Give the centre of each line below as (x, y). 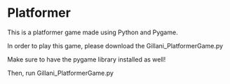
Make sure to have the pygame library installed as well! (87, 59)
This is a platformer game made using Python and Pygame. (93, 32)
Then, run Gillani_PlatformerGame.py (61, 73)
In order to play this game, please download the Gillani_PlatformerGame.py (115, 45)
